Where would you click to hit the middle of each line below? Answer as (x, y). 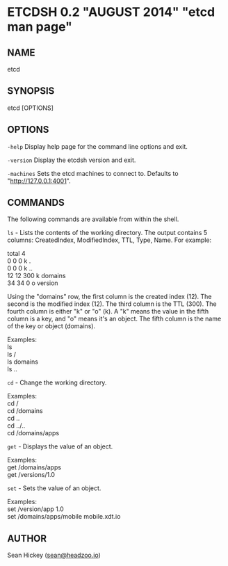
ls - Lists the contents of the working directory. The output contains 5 (107, 233)
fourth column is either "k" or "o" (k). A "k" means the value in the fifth (108, 312)
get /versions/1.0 (31, 475)
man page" (40, 27)
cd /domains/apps (33, 433)
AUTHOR (27, 539)
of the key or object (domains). (51, 326)
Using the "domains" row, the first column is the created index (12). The (109, 297)
